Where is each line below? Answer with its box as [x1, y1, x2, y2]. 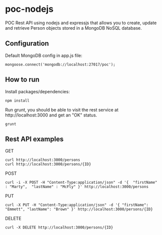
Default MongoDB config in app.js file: [5, 52, 83, 58]
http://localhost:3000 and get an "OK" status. [5, 112, 97, 118]
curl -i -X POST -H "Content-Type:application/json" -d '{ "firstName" [5, 180, 158, 185]
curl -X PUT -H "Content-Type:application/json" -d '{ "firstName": [5, 202, 149, 208]
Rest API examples [5, 135, 64, 143]
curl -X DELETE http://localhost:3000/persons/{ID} [5, 225, 113, 230]
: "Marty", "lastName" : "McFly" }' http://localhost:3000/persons [5, 184, 149, 190]
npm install [5, 98, 30, 103]
